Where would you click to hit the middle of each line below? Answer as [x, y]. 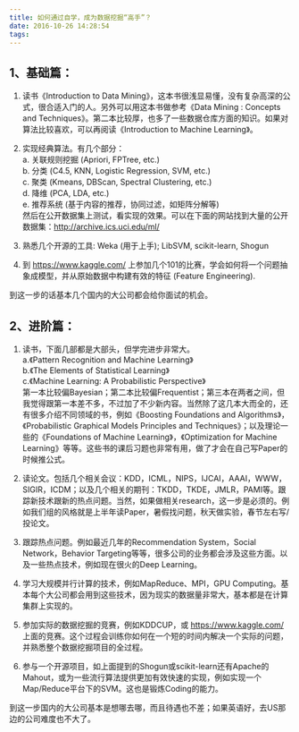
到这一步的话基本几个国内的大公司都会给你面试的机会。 [111, 295]
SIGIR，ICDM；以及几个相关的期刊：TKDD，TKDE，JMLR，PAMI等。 [150, 489]
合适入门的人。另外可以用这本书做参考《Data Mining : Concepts [163, 107]
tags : [19, 34]
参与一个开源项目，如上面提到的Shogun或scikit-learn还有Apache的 [145, 666]
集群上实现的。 [50, 606]
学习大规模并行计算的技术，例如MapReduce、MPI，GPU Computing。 [151, 583]
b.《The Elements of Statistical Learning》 [96, 370]
